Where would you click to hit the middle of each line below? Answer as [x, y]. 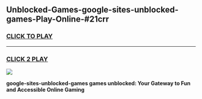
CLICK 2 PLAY [27, 59]
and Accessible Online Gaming [45, 89]
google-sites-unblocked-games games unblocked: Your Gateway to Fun [98, 83]
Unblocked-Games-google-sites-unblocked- [93, 10]
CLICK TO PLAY [29, 37]
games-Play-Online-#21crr [58, 19]
